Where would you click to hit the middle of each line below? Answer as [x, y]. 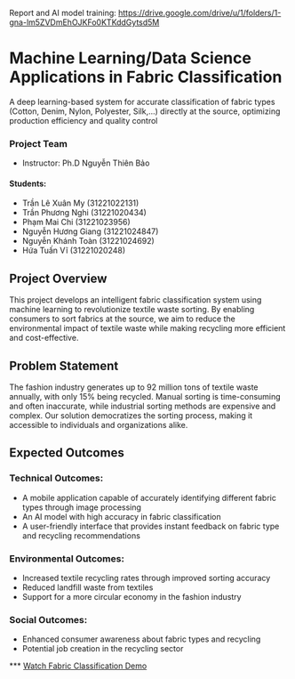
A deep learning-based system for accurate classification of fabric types [142, 101]
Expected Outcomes [67, 453]
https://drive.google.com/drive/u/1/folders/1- [200, 13]
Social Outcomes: [48, 619]
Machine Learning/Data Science [130, 58]
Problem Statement [64, 365]
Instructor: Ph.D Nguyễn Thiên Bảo [86, 163]
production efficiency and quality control [84, 120]
